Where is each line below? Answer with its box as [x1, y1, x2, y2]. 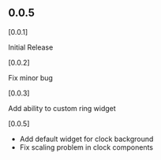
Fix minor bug [8, 73, 54, 82]
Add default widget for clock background [19, 134, 154, 143]
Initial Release [8, 43, 54, 52]
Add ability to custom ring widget [8, 103, 116, 113]
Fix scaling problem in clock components [19, 142, 154, 152]
